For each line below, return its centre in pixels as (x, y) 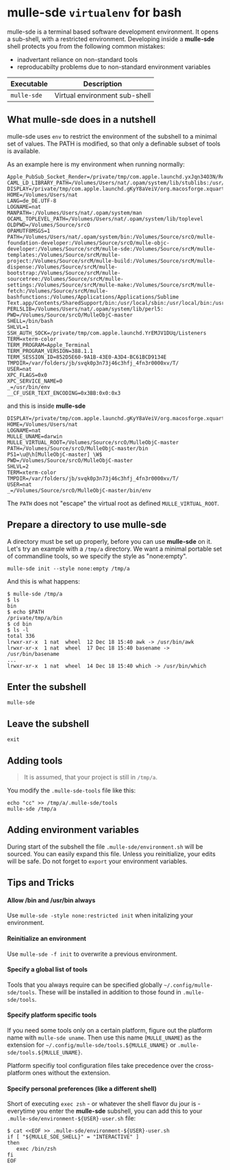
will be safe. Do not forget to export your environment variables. (97, 861)
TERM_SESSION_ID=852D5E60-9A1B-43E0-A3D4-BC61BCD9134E (87, 357)
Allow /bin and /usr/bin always (51, 900)
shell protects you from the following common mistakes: (86, 46)
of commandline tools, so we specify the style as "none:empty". (97, 556)
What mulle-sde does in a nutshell (81, 120)
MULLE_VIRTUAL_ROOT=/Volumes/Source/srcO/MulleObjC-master (93, 442)
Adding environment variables (73, 830)
